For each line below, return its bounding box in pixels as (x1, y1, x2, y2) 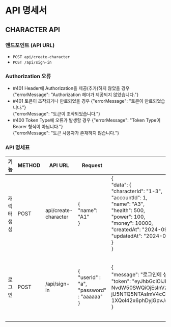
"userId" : (78, 274, 101, 281)
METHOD (17, 162, 41, 169)
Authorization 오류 (5, 73, 51, 80)
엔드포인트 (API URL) (5, 41, 55, 49)
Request (81, 162, 103, 169)
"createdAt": (111, 226, 141, 233)
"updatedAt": (111, 232, 142, 240)
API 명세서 (5, 5, 47, 16)
